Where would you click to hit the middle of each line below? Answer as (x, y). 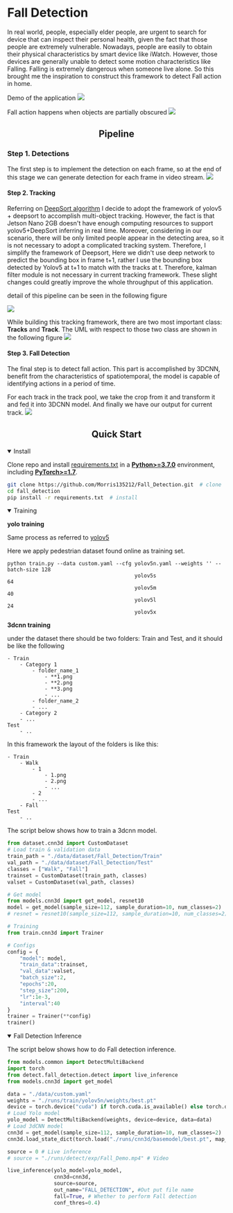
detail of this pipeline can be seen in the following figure (87, 295)
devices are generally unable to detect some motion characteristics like (109, 61)
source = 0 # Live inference (49, 1152)
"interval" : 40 (40, 1004)
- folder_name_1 (55, 671)
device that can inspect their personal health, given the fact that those (107, 39)
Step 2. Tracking (31, 193)
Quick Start (116, 435)
